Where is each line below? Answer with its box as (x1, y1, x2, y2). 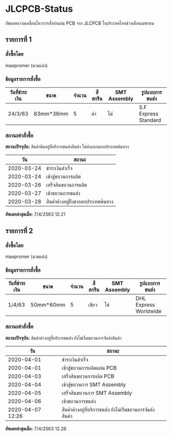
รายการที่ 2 (5, 226, 33, 235)
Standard (139, 116, 161, 124)
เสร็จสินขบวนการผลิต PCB (61, 372, 115, 380)
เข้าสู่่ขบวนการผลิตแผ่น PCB (61, 364, 117, 371)
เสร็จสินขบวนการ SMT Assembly (61, 389, 132, 396)
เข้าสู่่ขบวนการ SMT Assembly (61, 381, 126, 388)
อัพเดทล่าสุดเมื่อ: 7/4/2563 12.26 (5, 425, 67, 431)
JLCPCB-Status (5, 3, 73, 15)
